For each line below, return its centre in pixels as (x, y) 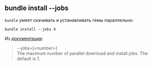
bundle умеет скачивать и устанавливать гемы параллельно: (69, 20)
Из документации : (24, 38)
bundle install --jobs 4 (30, 29)
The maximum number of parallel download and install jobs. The (82, 53)
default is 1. (28, 59)
